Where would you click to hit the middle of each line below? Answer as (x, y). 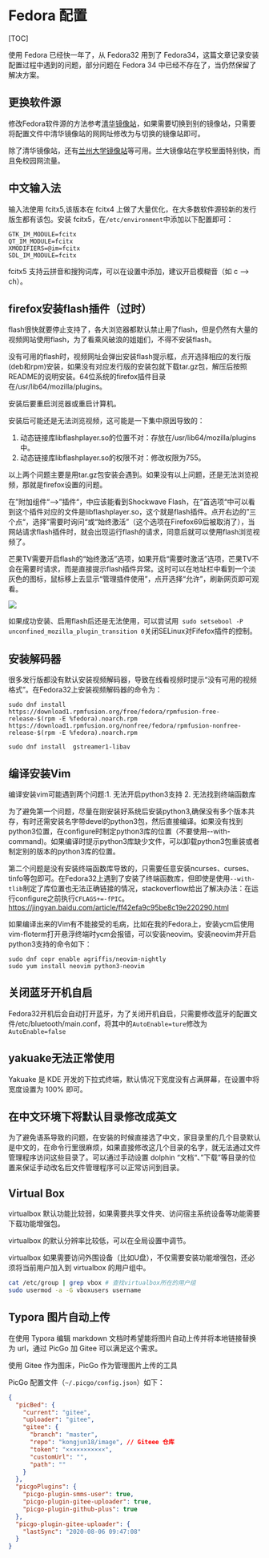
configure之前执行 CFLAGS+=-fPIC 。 (72, 898)
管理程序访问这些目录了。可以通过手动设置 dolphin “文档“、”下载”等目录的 (129, 1157)
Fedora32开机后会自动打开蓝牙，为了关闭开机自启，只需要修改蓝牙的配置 (129, 1013)
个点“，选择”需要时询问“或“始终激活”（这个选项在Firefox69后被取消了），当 (132, 522)
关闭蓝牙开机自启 (50, 993)
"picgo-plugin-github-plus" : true (80, 1509)
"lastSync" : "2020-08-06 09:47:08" (82, 1532)
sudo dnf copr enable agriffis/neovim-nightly (87, 959)
